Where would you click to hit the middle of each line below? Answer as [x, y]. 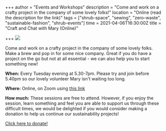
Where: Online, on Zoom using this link [45, 88]
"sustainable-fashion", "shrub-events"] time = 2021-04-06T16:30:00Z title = [83, 23]
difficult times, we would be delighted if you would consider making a [76, 108]
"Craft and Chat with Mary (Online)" [42, 28]
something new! [22, 64]
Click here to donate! [27, 123]
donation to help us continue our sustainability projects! [62, 114]
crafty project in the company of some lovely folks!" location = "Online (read [83, 12]
